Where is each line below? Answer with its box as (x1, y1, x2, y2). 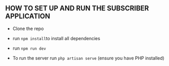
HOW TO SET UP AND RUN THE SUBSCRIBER (5, 4, 149, 13)
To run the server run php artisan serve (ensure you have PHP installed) (12, 55, 164, 61)
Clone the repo (12, 25, 44, 31)
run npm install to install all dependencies (12, 35, 100, 41)
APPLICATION (5, 12, 51, 21)
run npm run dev (12, 45, 47, 51)
